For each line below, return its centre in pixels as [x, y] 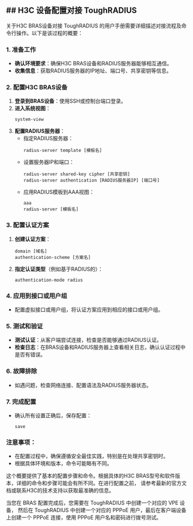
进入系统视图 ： [32, 108]
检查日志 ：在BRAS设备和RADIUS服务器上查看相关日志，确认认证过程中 [100, 347]
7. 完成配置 [21, 402]
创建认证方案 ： [32, 239]
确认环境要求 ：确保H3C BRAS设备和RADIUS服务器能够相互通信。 [93, 64]
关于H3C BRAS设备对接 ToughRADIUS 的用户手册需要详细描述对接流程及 [94, 26]
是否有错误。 [30, 355]
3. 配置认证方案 [28, 225]
